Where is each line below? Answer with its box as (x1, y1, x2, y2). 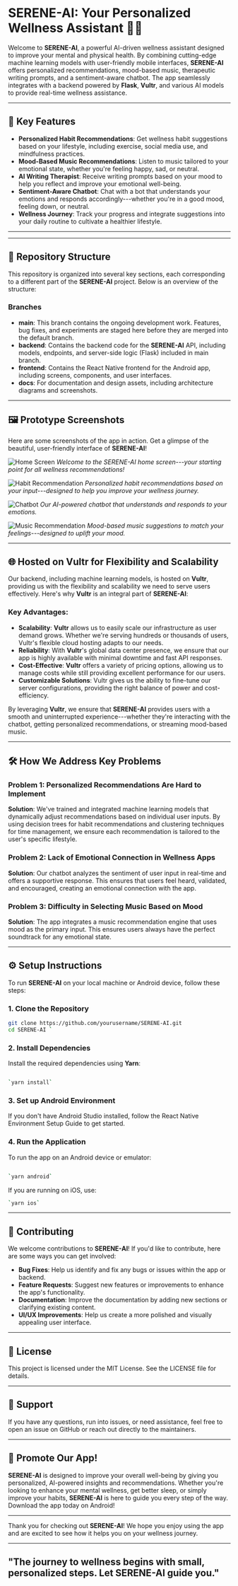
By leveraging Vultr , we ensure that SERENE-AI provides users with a (8, 705, 210, 713)
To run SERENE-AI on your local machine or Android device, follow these (8, 978, 220, 987)
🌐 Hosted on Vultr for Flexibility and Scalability (8, 556, 219, 568)
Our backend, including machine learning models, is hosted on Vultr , (8, 574, 209, 583)
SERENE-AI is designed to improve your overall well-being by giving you (8, 1471, 218, 1479)
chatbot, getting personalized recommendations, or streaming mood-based (8, 719, 228, 728)
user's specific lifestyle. (8, 835, 78, 843)
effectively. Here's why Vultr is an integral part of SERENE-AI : (8, 589, 189, 598)
